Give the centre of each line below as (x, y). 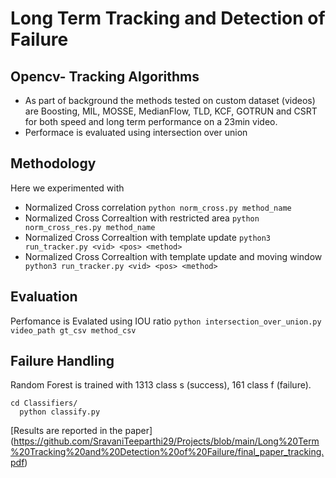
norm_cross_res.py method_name (90, 227)
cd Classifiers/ (44, 403)
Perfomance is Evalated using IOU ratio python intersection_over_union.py (166, 321)
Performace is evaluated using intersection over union (136, 132)
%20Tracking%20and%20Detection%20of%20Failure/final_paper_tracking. (167, 452)
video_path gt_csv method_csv (73, 330)
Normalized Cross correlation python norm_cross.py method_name (158, 207)
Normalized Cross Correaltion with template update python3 (148, 237)
